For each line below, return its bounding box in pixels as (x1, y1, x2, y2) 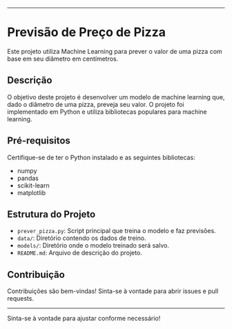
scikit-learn (17, 181, 50, 190)
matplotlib (17, 188, 46, 197)
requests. (7, 295, 35, 303)
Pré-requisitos (7, 135, 71, 147)
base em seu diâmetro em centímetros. (7, 54, 119, 63)
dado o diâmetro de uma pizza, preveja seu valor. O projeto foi (7, 100, 184, 108)
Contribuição (7, 268, 66, 280)
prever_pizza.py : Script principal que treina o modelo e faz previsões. (17, 227, 216, 235)
